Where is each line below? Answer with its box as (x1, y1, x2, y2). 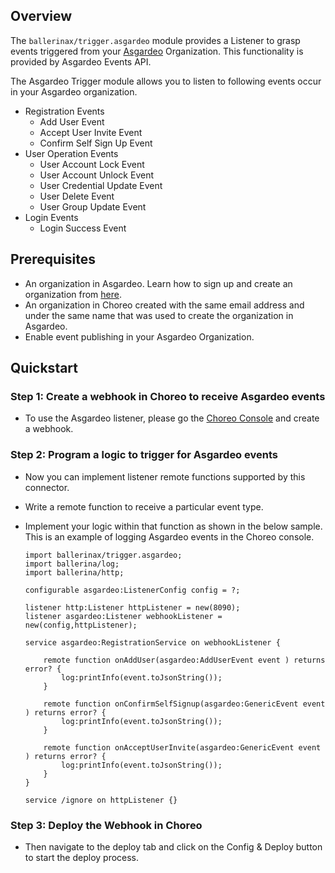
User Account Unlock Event (39, 169, 155, 181)
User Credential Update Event (39, 179, 163, 191)
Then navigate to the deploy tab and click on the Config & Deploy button (24, 840, 323, 853)
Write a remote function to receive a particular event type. (24, 500, 264, 513)
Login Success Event (39, 222, 127, 234)
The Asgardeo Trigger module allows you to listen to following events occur (10, 75, 322, 87)
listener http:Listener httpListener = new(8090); (24, 602, 241, 613)
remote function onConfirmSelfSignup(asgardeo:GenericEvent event (43, 699, 326, 709)
